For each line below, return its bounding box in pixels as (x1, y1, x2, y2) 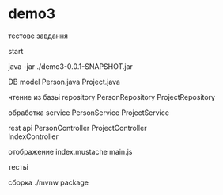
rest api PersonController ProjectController (8, 123, 147, 132)
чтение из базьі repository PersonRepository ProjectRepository (8, 92, 216, 101)
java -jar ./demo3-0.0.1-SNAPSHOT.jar (8, 61, 133, 71)
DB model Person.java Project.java (8, 77, 121, 86)
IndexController (8, 132, 59, 141)
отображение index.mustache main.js (8, 147, 133, 156)
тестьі (8, 162, 29, 171)
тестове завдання (8, 31, 69, 40)
